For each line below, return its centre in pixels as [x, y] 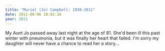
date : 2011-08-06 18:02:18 [33, 14]
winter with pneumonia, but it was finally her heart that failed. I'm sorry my [82, 38]
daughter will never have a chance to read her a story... [62, 44]
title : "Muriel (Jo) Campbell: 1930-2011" [50, 10]
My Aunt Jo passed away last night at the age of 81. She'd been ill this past [83, 33]
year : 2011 [17, 19]
